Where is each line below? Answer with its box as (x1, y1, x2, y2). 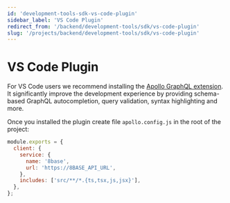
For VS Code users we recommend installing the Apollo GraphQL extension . (7, 82, 224, 91)
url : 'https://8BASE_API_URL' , (25, 164, 116, 171)
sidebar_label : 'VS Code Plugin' (7, 17, 104, 24)
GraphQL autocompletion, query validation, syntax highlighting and (26, 97, 218, 105)
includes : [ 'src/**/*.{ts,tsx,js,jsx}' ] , (19, 177, 141, 184)
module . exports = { (7, 139, 64, 145)
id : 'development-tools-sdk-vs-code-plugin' (7, 10, 138, 17)
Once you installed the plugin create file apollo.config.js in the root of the (7, 118, 222, 126)
